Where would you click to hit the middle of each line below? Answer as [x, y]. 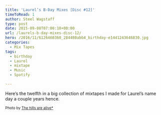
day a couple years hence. [32, 98]
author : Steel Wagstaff [30, 19]
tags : [11, 51]
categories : [17, 42]
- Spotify [20, 75]
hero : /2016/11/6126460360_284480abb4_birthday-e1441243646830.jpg [77, 38]
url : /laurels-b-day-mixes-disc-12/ [43, 33]
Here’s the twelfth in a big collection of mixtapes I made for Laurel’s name [81, 93]
